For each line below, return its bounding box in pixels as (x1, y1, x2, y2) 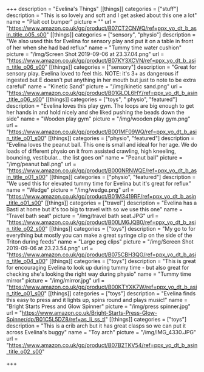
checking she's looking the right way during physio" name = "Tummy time (6, 270, 191, 278)
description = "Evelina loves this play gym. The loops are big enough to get (6, 102, 194, 109)
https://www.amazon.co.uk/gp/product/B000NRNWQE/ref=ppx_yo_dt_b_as (8, 167, 197, 174)
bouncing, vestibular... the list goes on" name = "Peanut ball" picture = (6, 154, 183, 161)
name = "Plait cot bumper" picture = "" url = (6, 18, 117, 25)
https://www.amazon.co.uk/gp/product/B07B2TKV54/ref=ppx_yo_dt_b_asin (8, 342, 198, 349)
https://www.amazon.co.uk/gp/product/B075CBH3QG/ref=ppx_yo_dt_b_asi (8, 251, 196, 258)
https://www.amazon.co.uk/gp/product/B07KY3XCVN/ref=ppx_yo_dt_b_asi (8, 57, 196, 64)
